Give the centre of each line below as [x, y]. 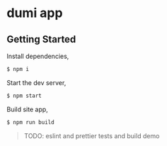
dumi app [35, 13]
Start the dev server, [36, 82]
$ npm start [24, 96]
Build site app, [28, 109]
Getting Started [41, 39]
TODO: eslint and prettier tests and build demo [92, 135]
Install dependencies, [38, 56]
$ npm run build [30, 122]
